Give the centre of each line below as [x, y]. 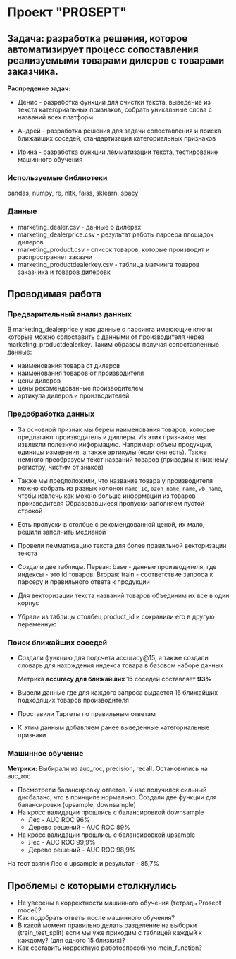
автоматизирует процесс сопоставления [103, 49]
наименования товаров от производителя [81, 373]
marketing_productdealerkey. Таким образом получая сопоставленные [113, 345]
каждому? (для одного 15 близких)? [71, 940]
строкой [30, 511]
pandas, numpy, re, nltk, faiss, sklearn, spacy [73, 193]
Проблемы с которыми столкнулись [92, 886]
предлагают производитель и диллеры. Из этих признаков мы [112, 437]
